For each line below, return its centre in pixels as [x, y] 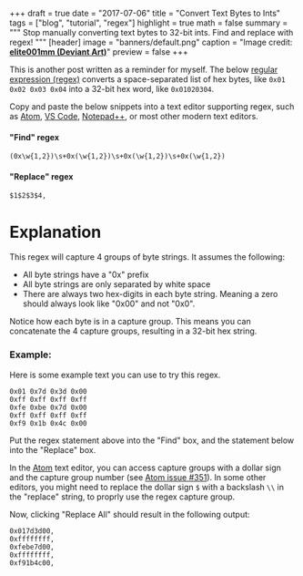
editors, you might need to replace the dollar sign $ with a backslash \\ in [147, 487]
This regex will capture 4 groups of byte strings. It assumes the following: [147, 257]
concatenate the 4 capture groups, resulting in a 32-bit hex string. [133, 331]
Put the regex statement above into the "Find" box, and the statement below [152, 440]
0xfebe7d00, [32, 547]
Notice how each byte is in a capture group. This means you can [131, 322]
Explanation [56, 232]
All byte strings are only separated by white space [116, 284]
